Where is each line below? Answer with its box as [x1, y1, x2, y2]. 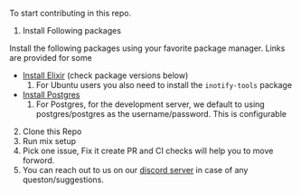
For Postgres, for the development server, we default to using [35, 99, 265, 110]
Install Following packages [22, 25, 122, 35]
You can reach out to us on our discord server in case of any [22, 165, 249, 175]
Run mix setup [22, 136, 77, 146]
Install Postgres [22, 90, 80, 100]
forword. [22, 155, 55, 166]
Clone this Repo [22, 126, 82, 137]
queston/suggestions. [22, 174, 104, 185]
